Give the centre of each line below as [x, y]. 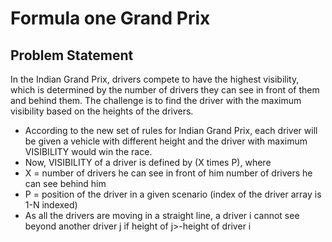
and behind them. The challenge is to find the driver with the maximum [156, 100]
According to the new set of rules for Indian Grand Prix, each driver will [171, 130]
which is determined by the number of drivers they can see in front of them [165, 90]
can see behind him [65, 183]
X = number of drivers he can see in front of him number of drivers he [168, 173]
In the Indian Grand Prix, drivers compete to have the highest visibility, [155, 79]
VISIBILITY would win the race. [88, 151]
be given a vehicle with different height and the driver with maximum [166, 141]
